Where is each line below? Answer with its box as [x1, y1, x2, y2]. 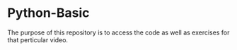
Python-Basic [7, 5, 90, 21]
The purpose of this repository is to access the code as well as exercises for [7, 28, 230, 37]
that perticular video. [7, 35, 69, 44]
